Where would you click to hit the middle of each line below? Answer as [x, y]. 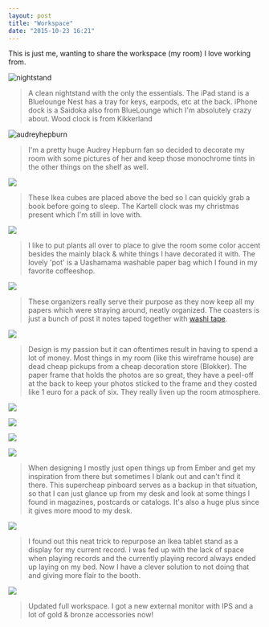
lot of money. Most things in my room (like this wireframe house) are [141, 358]
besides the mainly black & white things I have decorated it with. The [141, 254]
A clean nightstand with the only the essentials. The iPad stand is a [139, 93]
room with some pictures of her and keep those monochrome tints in [141, 158]
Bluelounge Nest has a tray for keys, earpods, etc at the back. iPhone [143, 102]
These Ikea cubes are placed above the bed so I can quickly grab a [139, 198]
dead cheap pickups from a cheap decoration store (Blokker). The [137, 367]
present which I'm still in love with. [85, 215]
